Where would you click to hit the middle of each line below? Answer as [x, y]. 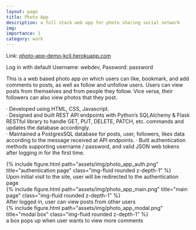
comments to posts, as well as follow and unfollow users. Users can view [95, 85]
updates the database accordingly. [48, 128]
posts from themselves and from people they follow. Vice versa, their [90, 91]
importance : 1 [24, 34]
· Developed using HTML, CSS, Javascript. [58, 109]
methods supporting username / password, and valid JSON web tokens [93, 146]
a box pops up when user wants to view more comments [75, 221]
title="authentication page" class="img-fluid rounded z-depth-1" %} [89, 170]
